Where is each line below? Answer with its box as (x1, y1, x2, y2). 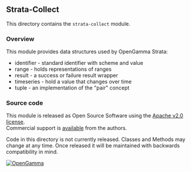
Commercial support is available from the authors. (6, 125, 128, 132)
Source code (6, 99, 43, 107)
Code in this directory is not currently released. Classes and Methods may (6, 136, 186, 143)
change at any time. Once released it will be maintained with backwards (6, 142, 180, 149)
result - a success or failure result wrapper (14, 72, 119, 79)
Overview (6, 35, 35, 43)
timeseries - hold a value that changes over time (14, 78, 132, 85)
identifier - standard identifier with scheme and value (14, 60, 143, 67)
